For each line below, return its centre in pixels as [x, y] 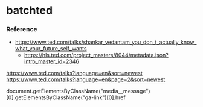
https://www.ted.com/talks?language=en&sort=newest [75, 73]
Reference [22, 29]
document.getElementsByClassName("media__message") [78, 91]
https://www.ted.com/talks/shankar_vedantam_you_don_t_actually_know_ [106, 42]
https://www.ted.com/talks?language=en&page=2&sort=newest [86, 79]
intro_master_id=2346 [52, 61]
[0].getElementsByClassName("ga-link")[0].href [66, 97]
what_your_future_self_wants [51, 49]
